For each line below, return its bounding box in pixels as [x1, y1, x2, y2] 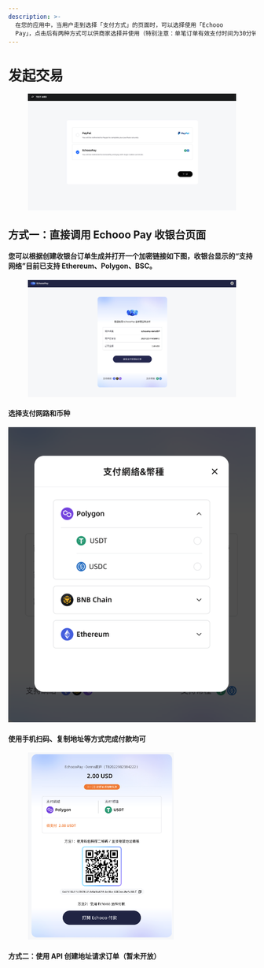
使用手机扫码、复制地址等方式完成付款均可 [8, 734, 146, 743]
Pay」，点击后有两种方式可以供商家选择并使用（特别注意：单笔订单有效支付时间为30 [15, 29, 247, 37]
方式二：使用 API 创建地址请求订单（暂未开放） [8, 951, 161, 961]
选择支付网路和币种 [8, 408, 71, 418]
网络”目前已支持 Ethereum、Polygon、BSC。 [8, 261, 157, 271]
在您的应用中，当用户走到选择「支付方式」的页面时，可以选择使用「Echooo [15, 20, 224, 29]
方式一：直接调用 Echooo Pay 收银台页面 [8, 228, 207, 241]
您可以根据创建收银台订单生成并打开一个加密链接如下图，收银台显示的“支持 [8, 251, 253, 261]
